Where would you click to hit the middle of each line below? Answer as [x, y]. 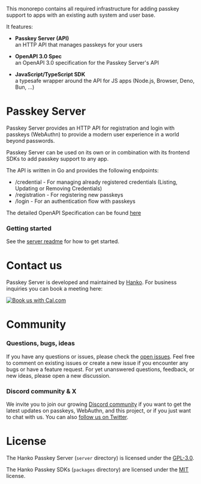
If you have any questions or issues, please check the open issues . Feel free [100, 356]
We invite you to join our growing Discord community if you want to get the [99, 404]
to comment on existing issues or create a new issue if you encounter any [97, 363]
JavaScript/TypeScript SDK [50, 74]
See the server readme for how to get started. [63, 241]
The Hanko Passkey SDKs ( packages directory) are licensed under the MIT [97, 469]
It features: [19, 27]
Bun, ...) [25, 87]
